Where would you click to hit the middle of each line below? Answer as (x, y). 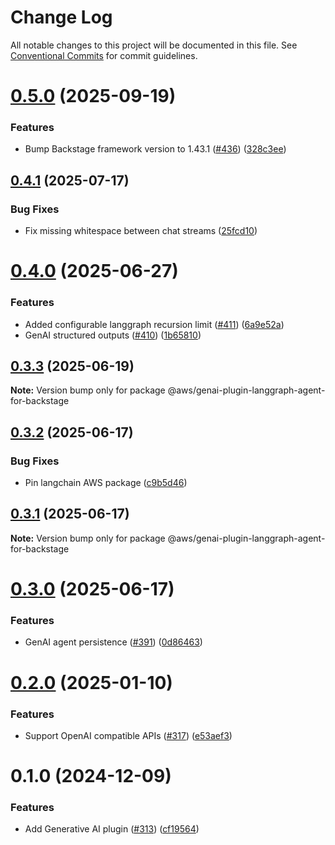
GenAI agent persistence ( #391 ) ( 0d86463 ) (113, 642)
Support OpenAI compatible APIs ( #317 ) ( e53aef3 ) (128, 735)
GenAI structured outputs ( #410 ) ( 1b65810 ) (113, 335)
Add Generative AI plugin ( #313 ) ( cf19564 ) (112, 829)
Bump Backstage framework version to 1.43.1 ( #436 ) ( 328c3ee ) (155, 149)
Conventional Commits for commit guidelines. (104, 55)
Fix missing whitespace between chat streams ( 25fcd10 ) (141, 231)
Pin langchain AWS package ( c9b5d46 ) (106, 483)
